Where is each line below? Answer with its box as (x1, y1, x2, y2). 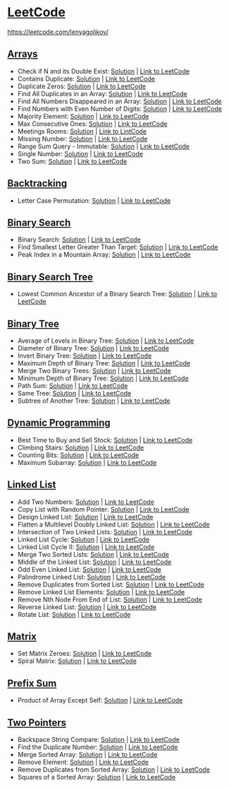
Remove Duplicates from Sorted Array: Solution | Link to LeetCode (17, 765, 210, 774)
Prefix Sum (7, 677, 57, 689)
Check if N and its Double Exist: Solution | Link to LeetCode (17, 66, 190, 75)
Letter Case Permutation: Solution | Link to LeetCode (17, 196, 171, 205)
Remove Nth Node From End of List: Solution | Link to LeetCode (17, 595, 202, 604)
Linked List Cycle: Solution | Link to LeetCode (17, 535, 150, 543)
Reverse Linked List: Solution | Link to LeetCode (17, 602, 157, 611)
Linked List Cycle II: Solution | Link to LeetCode (17, 542, 155, 551)
